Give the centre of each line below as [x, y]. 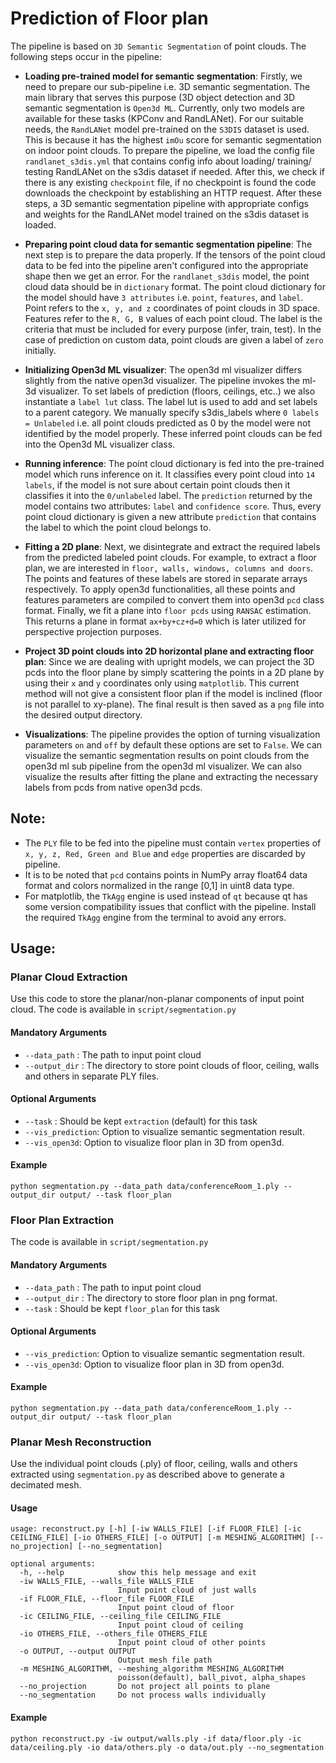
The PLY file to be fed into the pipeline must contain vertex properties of [173, 843]
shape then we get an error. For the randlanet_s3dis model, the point [167, 276]
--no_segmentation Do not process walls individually [143, 1695]
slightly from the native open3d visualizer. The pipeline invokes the [162, 380]
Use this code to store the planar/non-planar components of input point [157, 999]
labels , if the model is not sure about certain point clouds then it [157, 484]
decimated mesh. [46, 1485]
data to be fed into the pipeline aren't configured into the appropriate [166, 265]
